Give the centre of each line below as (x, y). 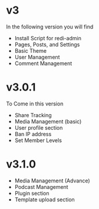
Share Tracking (33, 115)
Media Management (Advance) (52, 181)
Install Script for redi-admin (48, 38)
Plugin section (32, 193)
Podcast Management (42, 187)
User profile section (39, 127)
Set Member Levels (38, 140)
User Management (37, 57)
